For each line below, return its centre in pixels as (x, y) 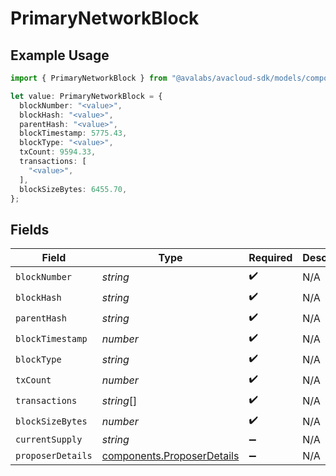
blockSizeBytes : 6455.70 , (73, 189)
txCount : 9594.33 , (58, 152)
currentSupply (49, 440)
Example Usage (60, 55)
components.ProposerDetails (170, 456)
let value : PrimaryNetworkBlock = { (86, 96)
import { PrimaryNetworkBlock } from (89, 78)
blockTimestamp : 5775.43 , (73, 133)
